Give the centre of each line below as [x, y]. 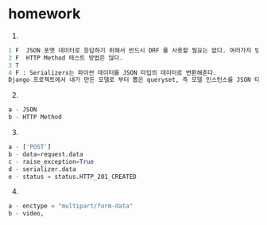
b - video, [26, 214]
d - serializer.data [43, 169]
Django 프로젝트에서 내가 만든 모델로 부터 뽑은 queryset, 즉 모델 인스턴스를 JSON [130, 80]
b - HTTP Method [35, 117]
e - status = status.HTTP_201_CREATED [72, 177]
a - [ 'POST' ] [30, 147]
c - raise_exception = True [51, 161]
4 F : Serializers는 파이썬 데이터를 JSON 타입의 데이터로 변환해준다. [112, 72]
